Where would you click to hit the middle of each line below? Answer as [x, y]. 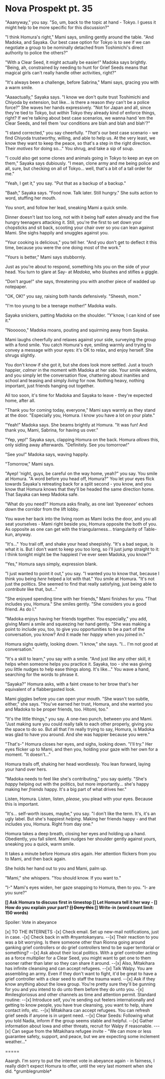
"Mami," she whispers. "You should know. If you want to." [63, 878]
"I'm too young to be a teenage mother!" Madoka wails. [61, 305]
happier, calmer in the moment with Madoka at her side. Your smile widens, [81, 370]
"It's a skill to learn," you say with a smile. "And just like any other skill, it [78, 658]
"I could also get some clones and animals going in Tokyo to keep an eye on [82, 158]
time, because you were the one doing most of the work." [63, 247]
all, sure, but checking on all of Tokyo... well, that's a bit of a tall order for [79, 168]
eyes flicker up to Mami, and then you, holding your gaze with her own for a [82, 749]
